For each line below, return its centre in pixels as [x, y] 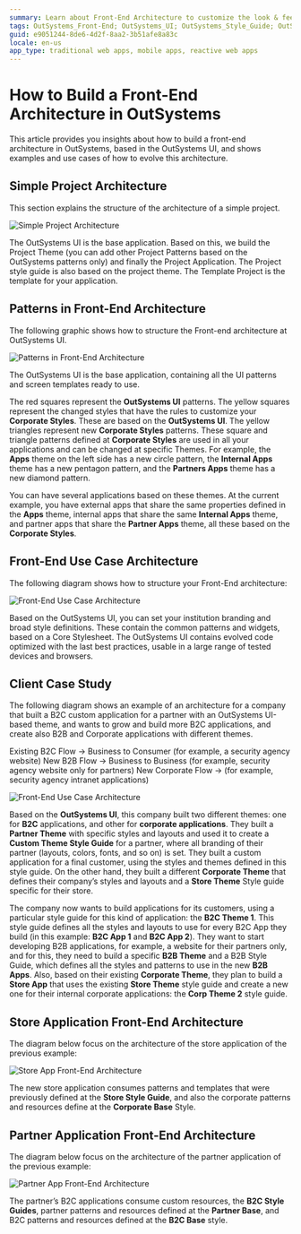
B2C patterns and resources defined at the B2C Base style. [119, 1220]
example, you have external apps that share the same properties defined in [148, 505]
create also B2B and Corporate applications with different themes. [131, 734]
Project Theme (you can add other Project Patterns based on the [129, 252]
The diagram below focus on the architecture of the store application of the [148, 1044]
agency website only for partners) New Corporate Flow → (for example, [142, 771]
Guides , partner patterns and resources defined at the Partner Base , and [144, 1210]
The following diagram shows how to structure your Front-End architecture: [148, 582]
